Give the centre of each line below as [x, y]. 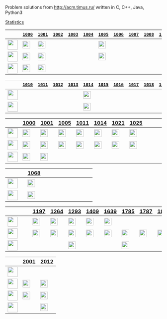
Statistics [15, 22]
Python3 [14, 12]
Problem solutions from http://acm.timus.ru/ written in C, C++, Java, [75, 7]
